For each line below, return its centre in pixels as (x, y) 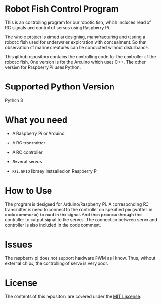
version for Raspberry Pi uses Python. (43, 67)
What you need (36, 120)
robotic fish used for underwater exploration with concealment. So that (76, 42)
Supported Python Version (60, 87)
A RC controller (27, 152)
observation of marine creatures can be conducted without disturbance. (77, 47)
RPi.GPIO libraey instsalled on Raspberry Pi (55, 171)
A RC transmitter (29, 143)
